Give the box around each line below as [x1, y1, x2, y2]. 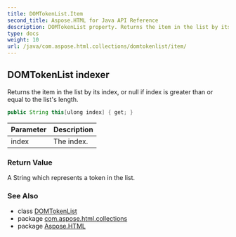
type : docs [7, 30, 39, 37]
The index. [53, 136, 88, 146]
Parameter [11, 124, 47, 134]
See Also [7, 191, 39, 200]
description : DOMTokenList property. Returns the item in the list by [7, 23, 218, 30]
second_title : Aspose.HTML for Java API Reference [7, 17, 159, 24]
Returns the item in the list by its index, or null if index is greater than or [7, 87, 214, 96]
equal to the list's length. [7, 95, 79, 103]
